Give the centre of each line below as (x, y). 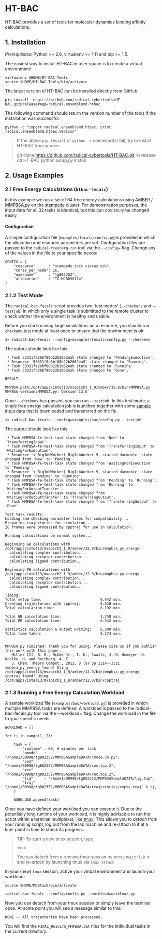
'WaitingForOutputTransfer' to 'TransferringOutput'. (60, 497)
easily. (11, 215)
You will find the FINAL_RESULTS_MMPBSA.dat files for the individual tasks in (78, 926)
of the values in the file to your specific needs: (51, 253)
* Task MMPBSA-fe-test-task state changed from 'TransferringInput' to (81, 446)
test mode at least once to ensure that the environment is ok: (84, 331)
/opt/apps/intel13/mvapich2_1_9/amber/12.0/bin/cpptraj (62, 680)
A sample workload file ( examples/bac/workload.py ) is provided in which (77, 703)
